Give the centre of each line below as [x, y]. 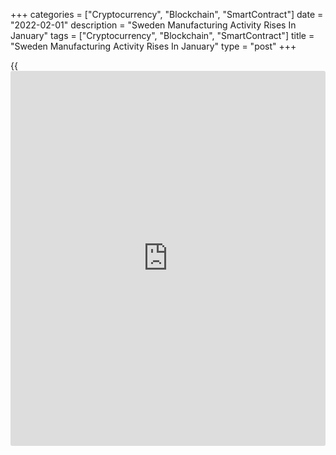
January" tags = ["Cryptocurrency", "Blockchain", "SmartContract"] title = [162, 35]
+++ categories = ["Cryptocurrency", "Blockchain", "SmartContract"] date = [167, 14]
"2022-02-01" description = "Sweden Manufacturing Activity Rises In [153, 25]
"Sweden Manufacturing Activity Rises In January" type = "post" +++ [153, 46]
